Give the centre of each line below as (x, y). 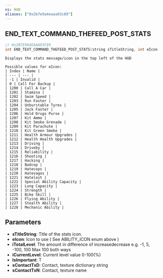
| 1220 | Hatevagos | (27, 173)
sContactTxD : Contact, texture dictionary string (60, 265)
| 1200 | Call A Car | (28, 88)
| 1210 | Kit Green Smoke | (34, 131)
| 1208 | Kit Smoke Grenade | (36, 122)
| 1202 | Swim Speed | (28, 97)
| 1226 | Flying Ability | (32, 199)
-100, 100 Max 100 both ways (42, 249)
